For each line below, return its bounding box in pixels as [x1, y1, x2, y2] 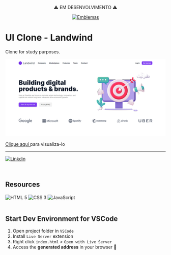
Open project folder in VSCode [12, 228, 74, 234]
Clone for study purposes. [5, 48, 60, 55]
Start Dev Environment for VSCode [5, 214, 118, 223]
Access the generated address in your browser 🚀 [12, 244, 117, 250]
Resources [5, 180, 40, 189]
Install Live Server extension [12, 233, 74, 239]
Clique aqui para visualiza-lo [5, 141, 65, 147]
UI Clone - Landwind [5, 32, 93, 44]
